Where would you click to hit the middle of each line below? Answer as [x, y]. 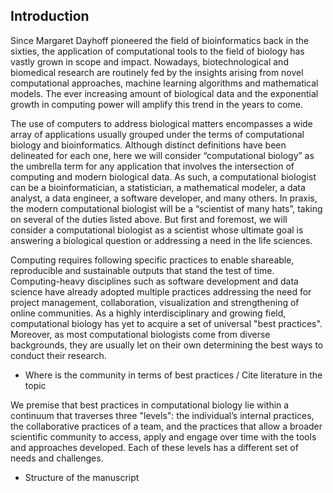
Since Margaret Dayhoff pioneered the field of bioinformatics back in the [160, 40]
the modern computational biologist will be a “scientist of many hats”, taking [166, 208]
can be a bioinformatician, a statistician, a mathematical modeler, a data [158, 187]
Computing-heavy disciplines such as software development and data [154, 281]
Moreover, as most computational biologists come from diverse [140, 334]
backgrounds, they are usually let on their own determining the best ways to [167, 345]
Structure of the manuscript [82, 477]
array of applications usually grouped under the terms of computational [157, 134]
